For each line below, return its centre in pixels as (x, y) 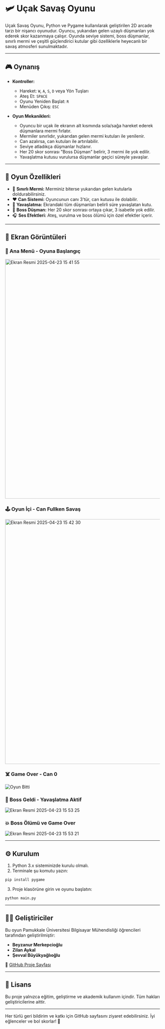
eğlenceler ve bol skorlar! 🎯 (33, 1021)
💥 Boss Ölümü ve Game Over (40, 823)
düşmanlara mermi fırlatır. (45, 131)
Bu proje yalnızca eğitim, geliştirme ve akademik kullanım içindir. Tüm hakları (82, 997)
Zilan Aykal (24, 950)
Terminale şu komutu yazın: (40, 871)
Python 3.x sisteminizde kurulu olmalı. (51, 866)
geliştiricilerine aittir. (26, 1001)
